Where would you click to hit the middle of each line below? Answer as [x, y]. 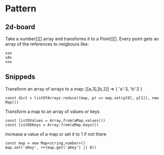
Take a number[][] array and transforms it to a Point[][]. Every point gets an [82, 39]
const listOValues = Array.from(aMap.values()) [55, 120]
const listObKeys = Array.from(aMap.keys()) [52, 125]
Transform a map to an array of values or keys [52, 111]
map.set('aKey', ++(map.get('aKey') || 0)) [51, 147]
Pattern [21, 9]
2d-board [20, 27]
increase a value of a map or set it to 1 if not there [56, 134]
